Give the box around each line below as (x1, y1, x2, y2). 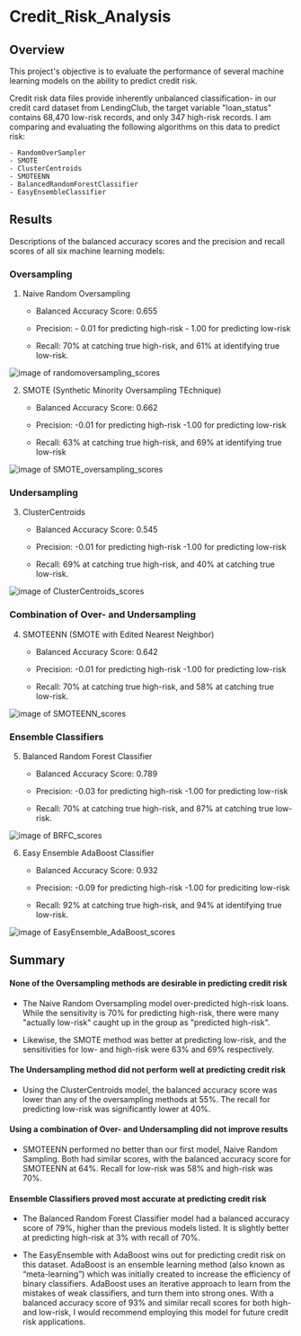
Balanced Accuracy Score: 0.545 (35, 524, 158, 535)
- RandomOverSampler (9, 148, 87, 157)
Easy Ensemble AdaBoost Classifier (22, 847, 155, 858)
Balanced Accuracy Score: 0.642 (35, 646, 159, 657)
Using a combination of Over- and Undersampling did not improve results (9, 1124, 288, 1135)
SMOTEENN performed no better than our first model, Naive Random (22, 1144, 279, 1155)
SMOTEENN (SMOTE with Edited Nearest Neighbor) (22, 629, 215, 640)
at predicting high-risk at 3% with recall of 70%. (22, 1233, 200, 1243)
